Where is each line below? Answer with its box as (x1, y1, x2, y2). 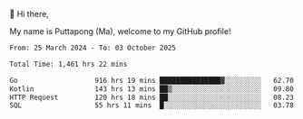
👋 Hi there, (9, 9, 50, 19)
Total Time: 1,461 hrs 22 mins (9, 59, 128, 69)
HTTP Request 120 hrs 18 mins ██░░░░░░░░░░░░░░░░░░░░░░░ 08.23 (9, 93, 295, 102)
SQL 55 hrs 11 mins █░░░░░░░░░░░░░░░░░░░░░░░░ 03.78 (9, 101, 295, 110)
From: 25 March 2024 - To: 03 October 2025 (9, 43, 177, 52)
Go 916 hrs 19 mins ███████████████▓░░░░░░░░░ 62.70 (9, 76, 295, 85)
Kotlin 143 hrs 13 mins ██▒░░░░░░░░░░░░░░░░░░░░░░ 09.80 (9, 84, 295, 94)
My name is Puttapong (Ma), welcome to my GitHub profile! (9, 26, 231, 36)
